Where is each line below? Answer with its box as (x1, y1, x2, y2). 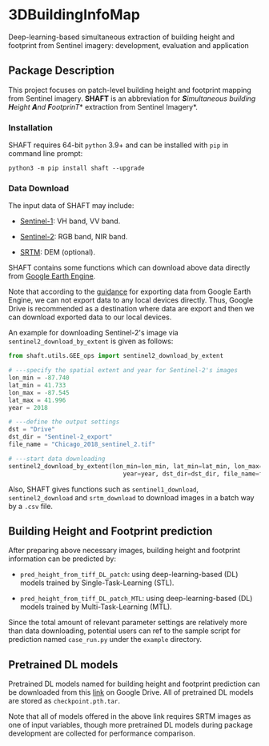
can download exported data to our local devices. (8, 312, 172, 322)
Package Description (8, 64, 114, 78)
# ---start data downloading (8, 455, 106, 463)
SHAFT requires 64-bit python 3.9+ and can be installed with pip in (8, 140, 229, 150)
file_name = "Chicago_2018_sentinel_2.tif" (8, 440, 156, 449)
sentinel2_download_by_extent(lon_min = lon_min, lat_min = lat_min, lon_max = (8, 462, 263, 470)
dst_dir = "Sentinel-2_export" (8, 433, 113, 441)
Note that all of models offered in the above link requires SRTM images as (8, 712, 251, 721)
